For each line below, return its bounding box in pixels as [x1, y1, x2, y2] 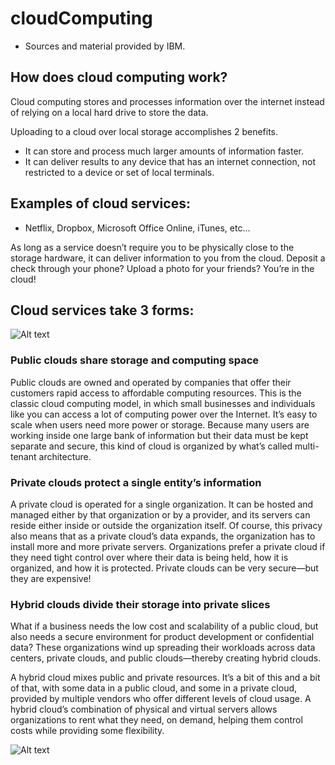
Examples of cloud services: [10, 195, 191, 212]
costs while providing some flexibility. [10, 725, 165, 737]
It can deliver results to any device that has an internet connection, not [24, 155, 316, 167]
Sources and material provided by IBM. [24, 40, 186, 52]
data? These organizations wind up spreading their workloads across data [10, 642, 316, 654]
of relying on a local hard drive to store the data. [10, 106, 209, 118]
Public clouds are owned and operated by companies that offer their [10, 376, 292, 388]
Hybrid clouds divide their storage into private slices [10, 597, 271, 611]
